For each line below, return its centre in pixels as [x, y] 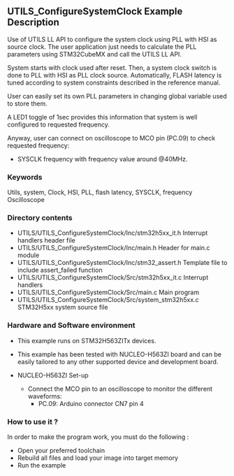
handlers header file [46, 240]
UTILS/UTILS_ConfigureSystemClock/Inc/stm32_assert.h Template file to [122, 263]
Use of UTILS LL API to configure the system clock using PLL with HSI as [112, 39]
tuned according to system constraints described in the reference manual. [114, 82]
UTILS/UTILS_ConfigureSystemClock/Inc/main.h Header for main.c [114, 248]
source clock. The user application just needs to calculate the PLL [102, 46]
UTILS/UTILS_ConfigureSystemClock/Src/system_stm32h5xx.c [108, 300]
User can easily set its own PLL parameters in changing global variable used [117, 96]
